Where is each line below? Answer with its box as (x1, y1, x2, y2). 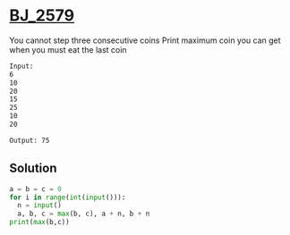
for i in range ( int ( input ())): (9, 193, 126, 202)
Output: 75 (9, 136, 50, 145)
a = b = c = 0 (9, 184, 63, 193)
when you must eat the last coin (9, 44, 127, 55)
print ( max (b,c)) (9, 218, 70, 227)
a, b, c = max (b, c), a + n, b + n (17, 209, 150, 219)
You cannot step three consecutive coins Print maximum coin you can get (9, 35, 281, 46)
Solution (9, 161, 57, 176)
